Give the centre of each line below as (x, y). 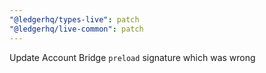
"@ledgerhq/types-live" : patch (74, 19)
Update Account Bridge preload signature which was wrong (132, 57)
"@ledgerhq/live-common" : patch (76, 29)
